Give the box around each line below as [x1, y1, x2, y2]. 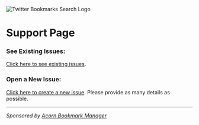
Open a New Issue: [6, 75, 62, 84]
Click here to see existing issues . [6, 61, 86, 68]
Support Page [6, 27, 75, 40]
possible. [6, 95, 28, 102]
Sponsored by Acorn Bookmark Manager [6, 112, 107, 119]
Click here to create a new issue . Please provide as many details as [6, 88, 171, 96]
